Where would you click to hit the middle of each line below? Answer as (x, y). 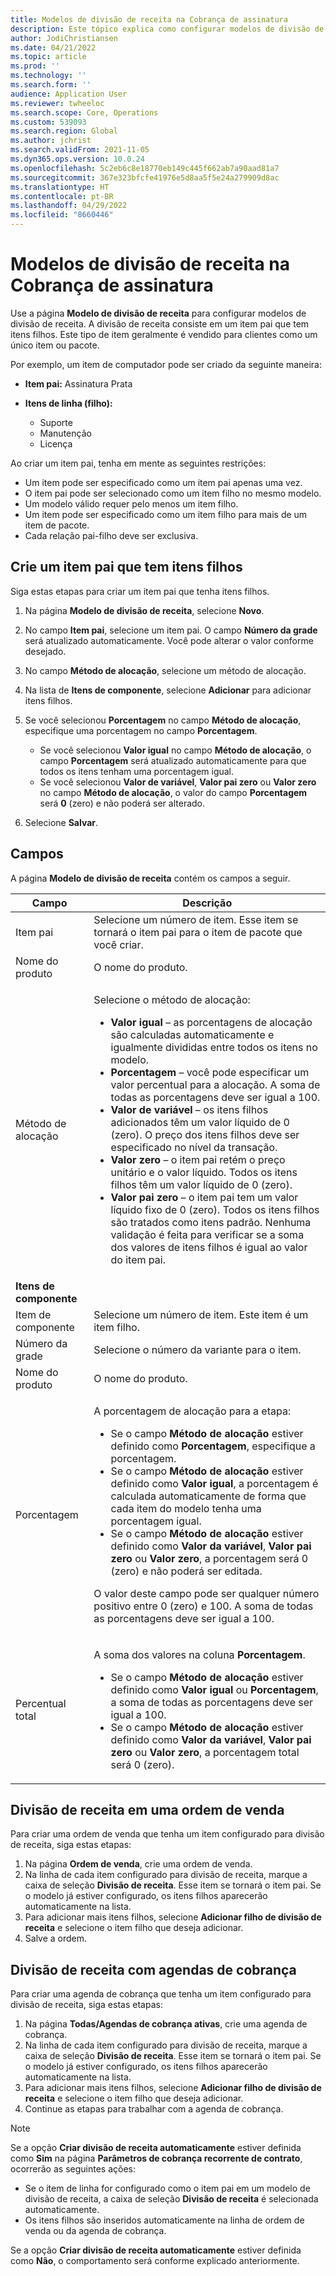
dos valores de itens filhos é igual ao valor (209, 1247)
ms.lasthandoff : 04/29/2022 (69, 206)
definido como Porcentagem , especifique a (213, 1446)
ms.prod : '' (35, 66)
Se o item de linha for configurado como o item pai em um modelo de (167, 2188)
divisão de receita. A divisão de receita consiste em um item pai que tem (160, 323)
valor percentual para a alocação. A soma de (215, 1084)
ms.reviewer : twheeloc (57, 103)
